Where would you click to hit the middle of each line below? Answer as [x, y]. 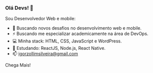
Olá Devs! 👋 [19, 8]
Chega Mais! [18, 65]
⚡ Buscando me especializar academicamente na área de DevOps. [80, 34]
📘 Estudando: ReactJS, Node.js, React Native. [59, 48]
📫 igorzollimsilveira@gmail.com [45, 54]
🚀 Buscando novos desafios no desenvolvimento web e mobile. [77, 28]
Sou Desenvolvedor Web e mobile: [40, 19]
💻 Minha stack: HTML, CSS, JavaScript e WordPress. [67, 41]
